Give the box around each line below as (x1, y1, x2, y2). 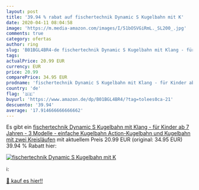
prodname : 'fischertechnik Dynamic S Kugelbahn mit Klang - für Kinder (6, 80, 187, 86)
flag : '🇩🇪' (6, 91, 36, 97)
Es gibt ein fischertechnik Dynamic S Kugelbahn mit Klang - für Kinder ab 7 (6, 123, 190, 130)
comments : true (6, 31, 44, 37)
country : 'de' (6, 86, 41, 91)
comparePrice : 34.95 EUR (6, 74, 68, 80)
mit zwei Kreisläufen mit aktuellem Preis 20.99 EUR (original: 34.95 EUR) (6, 136, 183, 143)
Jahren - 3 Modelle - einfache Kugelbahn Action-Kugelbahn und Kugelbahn (6, 130, 191, 137)
